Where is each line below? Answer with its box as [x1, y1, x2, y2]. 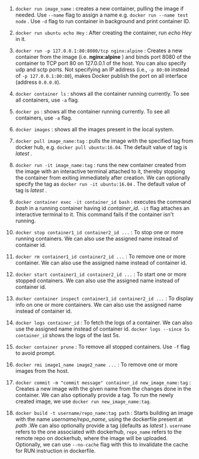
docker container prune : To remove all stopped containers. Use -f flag [15, 343, 190, 350]
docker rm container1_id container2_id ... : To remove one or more [15, 253, 186, 260]
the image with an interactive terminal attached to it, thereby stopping [15, 168, 185, 175]
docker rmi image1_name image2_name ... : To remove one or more [15, 361, 178, 368]
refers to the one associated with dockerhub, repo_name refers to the [15, 428, 182, 435]
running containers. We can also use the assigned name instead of [15, 235, 178, 242]
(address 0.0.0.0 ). [15, 78, 61, 86]
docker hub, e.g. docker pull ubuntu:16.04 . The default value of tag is [15, 144, 188, 150]
